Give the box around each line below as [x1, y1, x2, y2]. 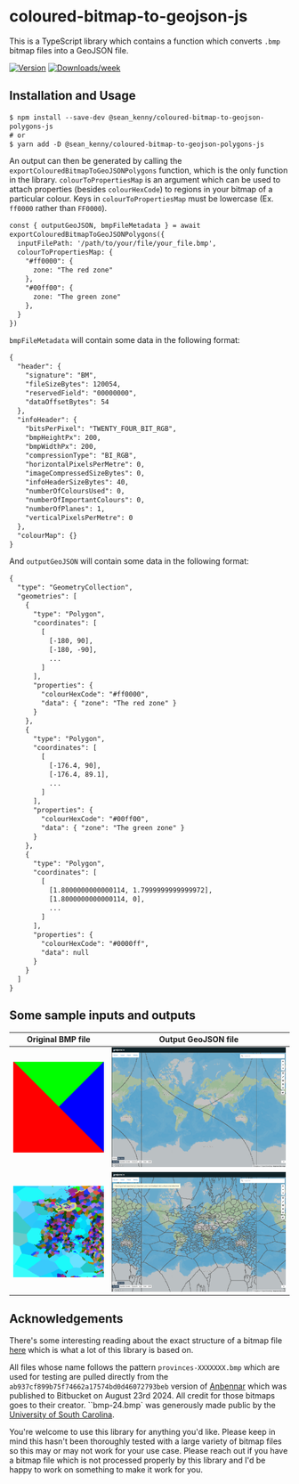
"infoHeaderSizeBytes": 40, [25, 477, 129, 486]
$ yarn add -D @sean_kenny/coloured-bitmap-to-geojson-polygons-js [9, 140, 265, 149]
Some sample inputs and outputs [9, 1008, 196, 1023]
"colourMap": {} [17, 531, 77, 540]
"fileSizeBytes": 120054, [25, 379, 122, 388]
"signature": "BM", [25, 371, 98, 379]
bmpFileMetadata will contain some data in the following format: [9, 334, 240, 345]
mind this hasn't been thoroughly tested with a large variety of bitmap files [9, 1436, 282, 1447]
